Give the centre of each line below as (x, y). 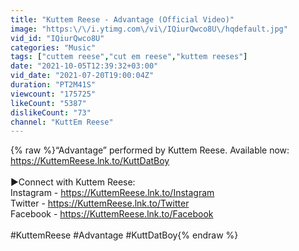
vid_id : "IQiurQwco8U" (57, 38)
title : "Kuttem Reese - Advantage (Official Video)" (122, 19)
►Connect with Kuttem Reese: (73, 182)
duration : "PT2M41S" (53, 85)
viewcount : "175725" (53, 94)
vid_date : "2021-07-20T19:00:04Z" (82, 76)
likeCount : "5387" (48, 103)
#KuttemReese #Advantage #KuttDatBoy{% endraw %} (124, 235)
